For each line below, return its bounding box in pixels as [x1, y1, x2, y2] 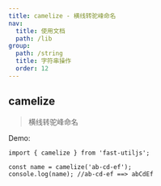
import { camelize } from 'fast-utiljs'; [8, 149, 150, 157]
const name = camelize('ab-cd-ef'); [8, 163, 132, 171]
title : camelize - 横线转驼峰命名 [8, 11, 117, 20]
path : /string [15, 49, 63, 57]
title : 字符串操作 [15, 57, 71, 66]
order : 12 [15, 65, 49, 73]
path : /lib [15, 34, 53, 43]
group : [8, 42, 31, 50]
